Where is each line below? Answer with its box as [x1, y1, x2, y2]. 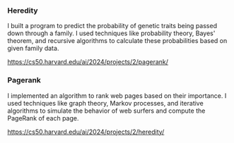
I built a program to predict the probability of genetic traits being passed [7, 22, 218, 30]
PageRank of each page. [7, 113, 79, 122]
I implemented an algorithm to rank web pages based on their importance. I [7, 91, 227, 100]
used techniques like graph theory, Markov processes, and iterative [7, 99, 204, 107]
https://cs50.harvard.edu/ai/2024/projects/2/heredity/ [7, 128, 165, 136]
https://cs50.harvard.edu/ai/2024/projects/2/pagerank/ [7, 58, 168, 66]
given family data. [7, 44, 59, 53]
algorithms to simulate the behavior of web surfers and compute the [7, 106, 206, 115]
